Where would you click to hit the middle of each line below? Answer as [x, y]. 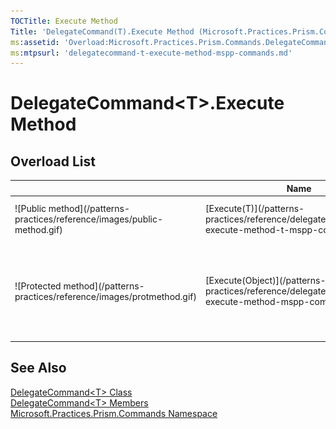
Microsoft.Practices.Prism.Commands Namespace [114, 413]
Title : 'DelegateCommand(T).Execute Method [102, 31]
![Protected [38, 286]
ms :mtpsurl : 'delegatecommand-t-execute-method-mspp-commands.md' [151, 53]
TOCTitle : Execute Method [64, 21]
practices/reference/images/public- [89, 219]
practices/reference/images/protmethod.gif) [105, 296]
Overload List [53, 161]
